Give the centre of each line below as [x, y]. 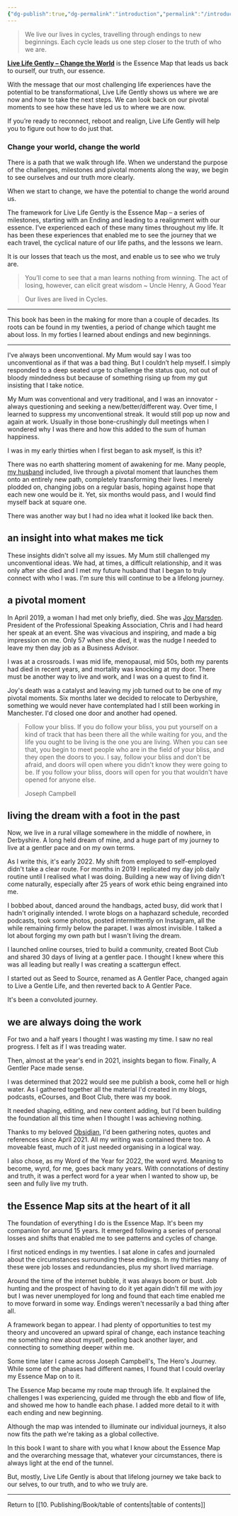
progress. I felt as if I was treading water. [67, 1047]
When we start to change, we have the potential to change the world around [118, 191]
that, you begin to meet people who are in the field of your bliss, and [124, 749]
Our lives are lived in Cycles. [66, 299]
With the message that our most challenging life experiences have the [109, 84]
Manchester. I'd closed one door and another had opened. [92, 713]
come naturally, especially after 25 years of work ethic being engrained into [118, 884]
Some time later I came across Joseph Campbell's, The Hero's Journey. [112, 1361]
